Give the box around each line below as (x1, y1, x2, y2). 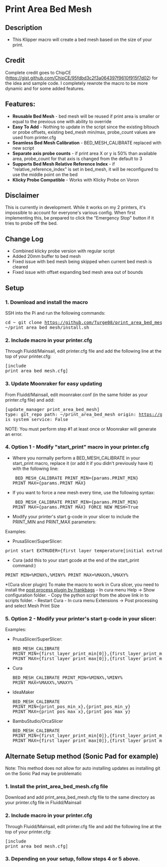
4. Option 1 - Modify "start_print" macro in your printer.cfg (5, 443, 149, 450)
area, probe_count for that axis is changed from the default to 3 (12, 156, 143, 162)
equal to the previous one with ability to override (12, 118, 112, 124)
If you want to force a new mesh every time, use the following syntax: (12, 489, 155, 495)
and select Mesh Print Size (5, 603, 60, 609)
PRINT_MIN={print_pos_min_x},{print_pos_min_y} (12, 704, 131, 709)
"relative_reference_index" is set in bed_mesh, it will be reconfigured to (12, 166, 159, 172)
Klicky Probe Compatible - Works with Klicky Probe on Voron (12, 177, 139, 183)
